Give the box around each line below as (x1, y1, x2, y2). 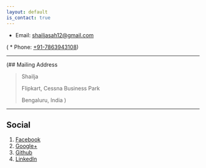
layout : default (6, 9, 48, 15)
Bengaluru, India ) (21, 96, 66, 104)
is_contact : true (6, 15, 51, 21)
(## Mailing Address (6, 60, 58, 68)
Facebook (15, 136, 41, 144)
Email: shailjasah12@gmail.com (15, 31, 94, 38)
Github (15, 149, 32, 156)
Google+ (15, 142, 38, 150)
